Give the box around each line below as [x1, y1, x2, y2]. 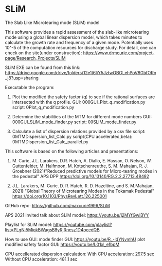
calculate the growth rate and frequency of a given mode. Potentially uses [5, 39, 153, 45]
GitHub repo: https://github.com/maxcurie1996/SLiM [5, 202, 110, 208]
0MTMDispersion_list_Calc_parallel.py [12, 138, 89, 145]
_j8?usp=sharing [5, 75, 39, 81]
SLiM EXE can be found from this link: [5, 65, 81, 70]
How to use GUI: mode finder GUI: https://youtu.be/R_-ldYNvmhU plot [5, 236, 145, 242]
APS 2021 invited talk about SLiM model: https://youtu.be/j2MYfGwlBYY [5, 212, 149, 218]
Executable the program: [5, 84, 54, 90]
